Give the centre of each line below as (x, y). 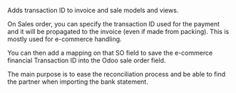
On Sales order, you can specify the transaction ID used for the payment (113, 24)
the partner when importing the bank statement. (78, 82)
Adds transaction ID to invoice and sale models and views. (93, 10)
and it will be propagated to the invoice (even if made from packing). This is (118, 32)
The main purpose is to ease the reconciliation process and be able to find (117, 74)
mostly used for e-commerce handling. (65, 39)
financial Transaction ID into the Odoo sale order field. (87, 60)
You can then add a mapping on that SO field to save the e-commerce (110, 53)
